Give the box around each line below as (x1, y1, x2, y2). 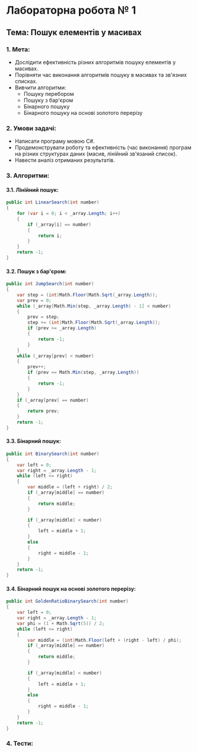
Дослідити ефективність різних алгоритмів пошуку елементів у (14, 58, 176, 65)
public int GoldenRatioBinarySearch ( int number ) (6, 598, 129, 604)
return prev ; (27, 408, 60, 414)
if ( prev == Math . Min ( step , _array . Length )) (27, 370, 139, 376)
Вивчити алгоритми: (14, 84, 66, 91)
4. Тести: (6, 739, 34, 748)
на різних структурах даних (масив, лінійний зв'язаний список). (14, 150, 177, 158)
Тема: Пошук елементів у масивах (6, 27, 142, 38)
